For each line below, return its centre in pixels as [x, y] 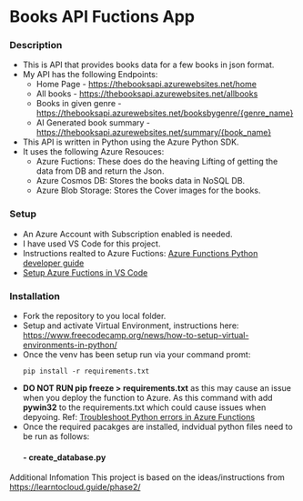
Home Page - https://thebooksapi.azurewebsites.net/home [146, 85]
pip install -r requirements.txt [86, 371]
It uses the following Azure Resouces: [93, 152]
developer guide [53, 263]
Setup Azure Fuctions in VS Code [85, 272]
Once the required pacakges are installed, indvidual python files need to [157, 427]
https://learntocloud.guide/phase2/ [75, 487]
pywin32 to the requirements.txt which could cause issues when [144, 407]
